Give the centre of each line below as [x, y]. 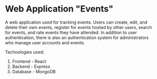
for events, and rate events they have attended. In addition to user [71, 32]
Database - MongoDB [34, 71]
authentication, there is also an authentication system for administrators [77, 38]
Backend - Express [31, 66]
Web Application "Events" [59, 9]
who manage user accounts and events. [45, 42]
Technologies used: [25, 52]
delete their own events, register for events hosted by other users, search [78, 27]
